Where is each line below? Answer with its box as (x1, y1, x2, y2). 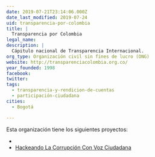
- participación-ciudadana (11, 93, 80, 99)
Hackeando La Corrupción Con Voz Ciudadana (14, 144, 131, 151)
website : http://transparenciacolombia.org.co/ (6, 59, 128, 65)
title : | (6, 25, 28, 32)
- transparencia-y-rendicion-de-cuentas (11, 87, 115, 93)
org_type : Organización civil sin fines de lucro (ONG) (6, 54, 150, 60)
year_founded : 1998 (6, 64, 55, 71)
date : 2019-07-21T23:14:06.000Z (6, 8, 87, 15)
